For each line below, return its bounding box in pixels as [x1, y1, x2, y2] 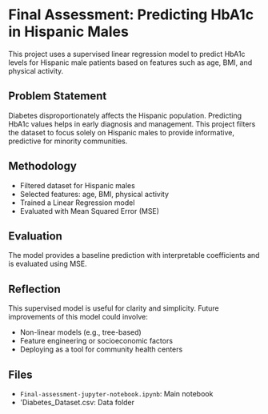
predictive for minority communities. [8, 136, 128, 146]
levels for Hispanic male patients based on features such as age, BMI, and [8, 58, 253, 67]
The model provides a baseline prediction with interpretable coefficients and [8, 251, 260, 260]
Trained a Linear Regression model [19, 198, 135, 207]
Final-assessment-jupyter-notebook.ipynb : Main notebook [19, 389, 214, 398]
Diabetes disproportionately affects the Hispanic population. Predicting [8, 111, 242, 120]
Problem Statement [8, 90, 107, 103]
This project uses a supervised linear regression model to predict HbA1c [8, 49, 246, 58]
